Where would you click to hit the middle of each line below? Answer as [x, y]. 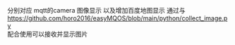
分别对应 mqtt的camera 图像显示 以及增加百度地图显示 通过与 [96, 10]
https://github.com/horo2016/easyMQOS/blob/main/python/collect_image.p [117, 18]
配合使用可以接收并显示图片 [48, 34]
